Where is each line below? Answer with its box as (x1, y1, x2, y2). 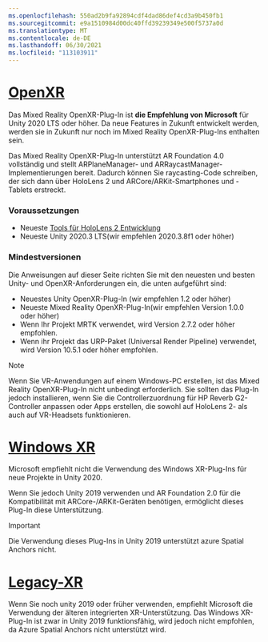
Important (8, 521, 41, 531)
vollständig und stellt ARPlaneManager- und (8, 159, 154, 169)
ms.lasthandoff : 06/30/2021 (8, 42, 102, 50)
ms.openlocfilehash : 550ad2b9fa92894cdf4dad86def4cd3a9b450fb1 (8, 11, 224, 20)
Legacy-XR (8, 573, 84, 591)
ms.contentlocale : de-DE (8, 34, 91, 42)
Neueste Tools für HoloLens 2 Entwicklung (19, 223, 162, 233)
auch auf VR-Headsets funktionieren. (8, 410, 131, 419)
